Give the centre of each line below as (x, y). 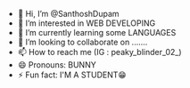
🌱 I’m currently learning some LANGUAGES (97, 32)
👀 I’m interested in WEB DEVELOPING (87, 23)
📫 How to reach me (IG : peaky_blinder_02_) (99, 52)
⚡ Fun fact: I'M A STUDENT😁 (72, 75)
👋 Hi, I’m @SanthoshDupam (68, 14)
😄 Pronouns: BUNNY (57, 65)
